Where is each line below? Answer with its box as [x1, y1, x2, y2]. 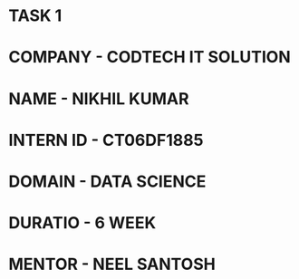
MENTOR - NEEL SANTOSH [8, 255, 217, 274]
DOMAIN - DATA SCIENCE [8, 171, 207, 191]
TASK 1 [8, 5, 63, 26]
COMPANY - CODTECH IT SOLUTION [8, 47, 291, 68]
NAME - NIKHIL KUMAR [8, 88, 189, 109]
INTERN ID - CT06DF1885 [8, 130, 204, 150]
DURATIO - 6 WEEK [8, 213, 157, 234]
